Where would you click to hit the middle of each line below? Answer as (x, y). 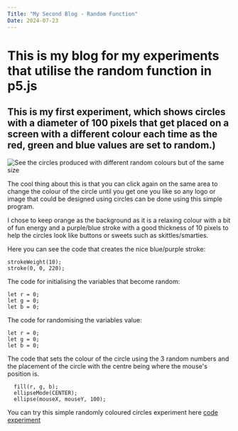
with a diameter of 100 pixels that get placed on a (118, 123)
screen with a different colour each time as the (113, 135)
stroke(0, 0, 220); (36, 268)
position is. (23, 373)
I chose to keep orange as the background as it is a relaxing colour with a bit (119, 220)
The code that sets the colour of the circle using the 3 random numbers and (118, 359)
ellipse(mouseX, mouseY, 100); (60, 399)
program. (21, 206)
